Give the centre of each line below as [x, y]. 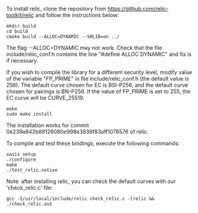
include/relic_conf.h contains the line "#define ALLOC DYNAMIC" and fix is [99, 54]
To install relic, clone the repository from [56, 9]
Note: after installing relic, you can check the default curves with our [91, 181]
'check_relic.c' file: [29, 188]
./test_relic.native [32, 170]
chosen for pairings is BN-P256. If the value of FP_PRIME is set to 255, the [98, 91]
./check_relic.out [29, 204]
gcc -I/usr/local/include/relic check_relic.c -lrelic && [80, 199]
